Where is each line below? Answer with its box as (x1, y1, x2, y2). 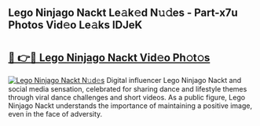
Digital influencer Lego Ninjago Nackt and (106, 76, 242, 85)
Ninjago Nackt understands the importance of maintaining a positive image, (8, 101, 253, 110)
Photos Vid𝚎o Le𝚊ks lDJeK (8, 19, 143, 32)
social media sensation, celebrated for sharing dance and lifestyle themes (8, 85, 247, 93)
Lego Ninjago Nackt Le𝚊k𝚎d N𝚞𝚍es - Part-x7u (8, 6, 238, 20)
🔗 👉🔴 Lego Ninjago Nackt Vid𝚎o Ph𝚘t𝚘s (8, 51, 211, 64)
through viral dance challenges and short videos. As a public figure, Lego (8, 93, 246, 102)
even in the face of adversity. (8, 110, 103, 118)
